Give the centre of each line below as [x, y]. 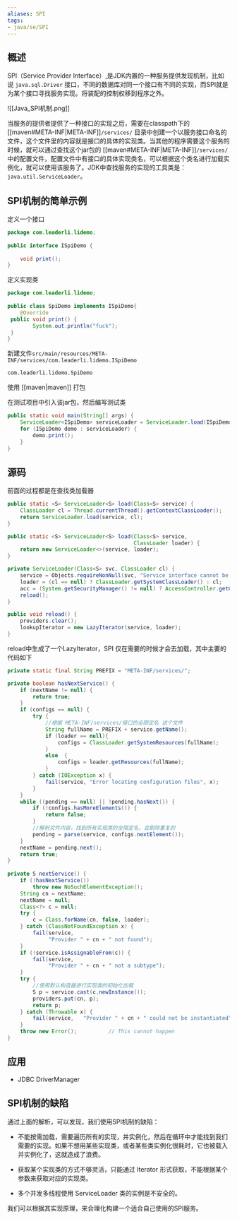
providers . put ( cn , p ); [66, 999]
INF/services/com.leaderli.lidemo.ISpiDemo [72, 361]
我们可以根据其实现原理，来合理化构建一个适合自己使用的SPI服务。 [105, 1208]
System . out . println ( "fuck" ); [75, 326]
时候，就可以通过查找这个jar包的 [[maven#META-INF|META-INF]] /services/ [118, 150]
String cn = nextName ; [53, 893]
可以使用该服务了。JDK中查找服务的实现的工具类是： [109, 167]
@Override [35, 313]
